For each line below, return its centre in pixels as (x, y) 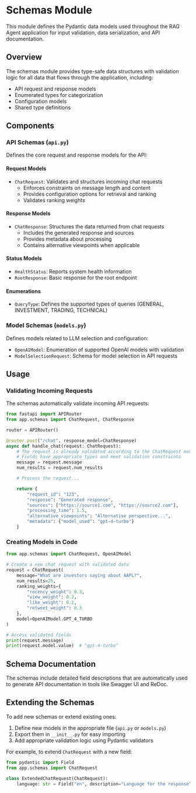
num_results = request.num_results (60, 468)
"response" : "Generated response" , (70, 500)
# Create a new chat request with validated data (68, 565)
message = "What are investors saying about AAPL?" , (79, 575)
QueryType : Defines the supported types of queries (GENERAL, (89, 304)
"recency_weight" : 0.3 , (56, 592)
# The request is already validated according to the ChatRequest (99, 451)
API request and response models (55, 89)
